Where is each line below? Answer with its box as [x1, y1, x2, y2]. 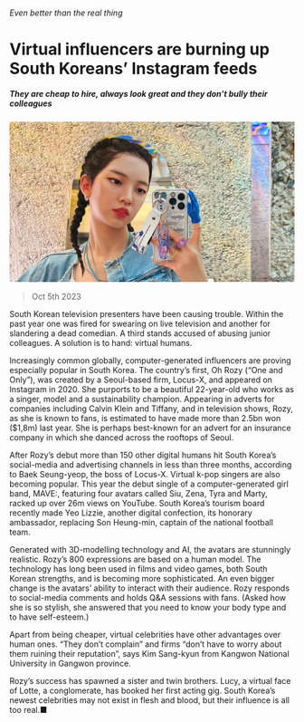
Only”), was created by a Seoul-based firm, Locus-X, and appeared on [9, 374, 273, 385]
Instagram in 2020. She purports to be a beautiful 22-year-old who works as [9, 384, 294, 395]
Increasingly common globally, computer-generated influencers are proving [9, 355, 291, 366]
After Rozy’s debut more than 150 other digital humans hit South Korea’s [9, 449, 277, 461]
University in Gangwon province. [9, 658, 131, 669]
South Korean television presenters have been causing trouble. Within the [9, 309, 284, 320]
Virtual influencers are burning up [9, 39, 270, 59]
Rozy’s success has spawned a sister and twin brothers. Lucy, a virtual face [9, 676, 291, 687]
